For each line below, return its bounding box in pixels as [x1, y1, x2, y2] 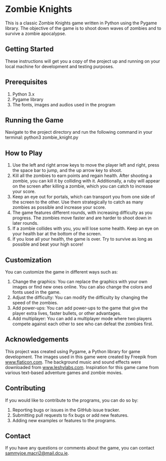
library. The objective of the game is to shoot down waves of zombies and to [5, 25, 162, 31]
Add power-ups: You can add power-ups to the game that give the [12, 305, 148, 311]
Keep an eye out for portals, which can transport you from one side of [12, 194, 155, 200]
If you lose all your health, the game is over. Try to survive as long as [12, 236, 153, 242]
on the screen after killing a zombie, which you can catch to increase [12, 183, 153, 189]
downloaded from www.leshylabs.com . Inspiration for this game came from [5, 364, 159, 370]
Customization [5, 256, 52, 264]
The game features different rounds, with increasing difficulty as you [12, 210, 153, 216]
